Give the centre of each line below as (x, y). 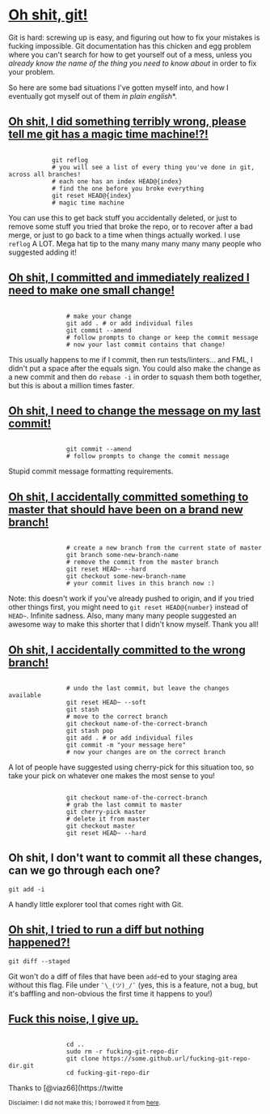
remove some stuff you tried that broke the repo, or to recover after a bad (131, 226)
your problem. (32, 71)
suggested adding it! (42, 252)
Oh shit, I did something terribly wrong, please (127, 122)
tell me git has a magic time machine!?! (108, 134)
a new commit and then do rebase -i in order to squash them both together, (135, 377)
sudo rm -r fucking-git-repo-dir (122, 1052)
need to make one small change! (92, 291)
